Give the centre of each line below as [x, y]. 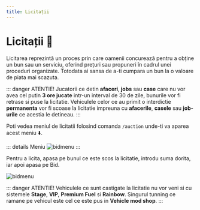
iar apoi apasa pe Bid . [33, 164]
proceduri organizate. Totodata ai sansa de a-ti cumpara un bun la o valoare [100, 71]
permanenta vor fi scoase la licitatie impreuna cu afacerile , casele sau [94, 108]
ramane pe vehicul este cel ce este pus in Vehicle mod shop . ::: [85, 200]
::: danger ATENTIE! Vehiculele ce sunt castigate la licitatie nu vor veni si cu [99, 188]
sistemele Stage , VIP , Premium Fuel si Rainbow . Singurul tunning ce [91, 194]
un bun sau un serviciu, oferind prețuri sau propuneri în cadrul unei [89, 64]
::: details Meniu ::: [43, 146]
